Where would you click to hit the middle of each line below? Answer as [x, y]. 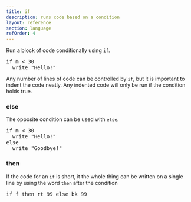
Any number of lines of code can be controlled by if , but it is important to [95, 79]
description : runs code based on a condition [63, 17]
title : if [18, 12]
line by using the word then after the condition [62, 183]
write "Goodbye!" [37, 149]
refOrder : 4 [21, 34]
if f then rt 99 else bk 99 [47, 194]
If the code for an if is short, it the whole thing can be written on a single [95, 176]
